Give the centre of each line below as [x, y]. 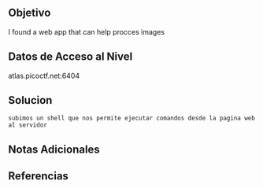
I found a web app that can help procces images [87, 31]
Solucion [30, 100]
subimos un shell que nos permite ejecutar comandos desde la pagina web [132, 118]
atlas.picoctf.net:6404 [44, 76]
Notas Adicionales [54, 149]
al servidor [28, 125]
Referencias [39, 176]
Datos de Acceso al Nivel [70, 57]
